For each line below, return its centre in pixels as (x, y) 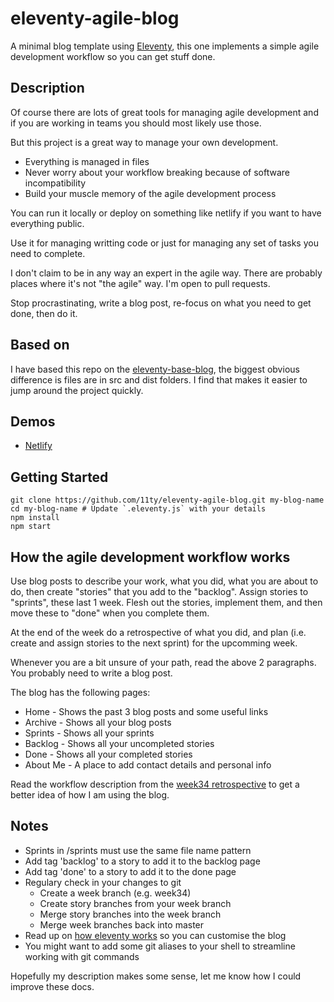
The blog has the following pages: (80, 692)
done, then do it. (44, 313)
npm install (35, 518)
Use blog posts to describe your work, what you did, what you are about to (164, 581)
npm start (31, 527)
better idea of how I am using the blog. (90, 795)
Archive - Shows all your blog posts (98, 722)
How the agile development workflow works (150, 557)
